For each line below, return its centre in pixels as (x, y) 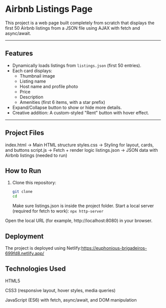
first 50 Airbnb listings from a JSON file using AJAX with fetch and (73, 28)
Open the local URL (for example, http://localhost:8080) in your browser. (79, 220)
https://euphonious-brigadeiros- (114, 248)
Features (19, 54)
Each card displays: (32, 71)
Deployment (24, 236)
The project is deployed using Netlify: (43, 248)
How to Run (23, 171)
